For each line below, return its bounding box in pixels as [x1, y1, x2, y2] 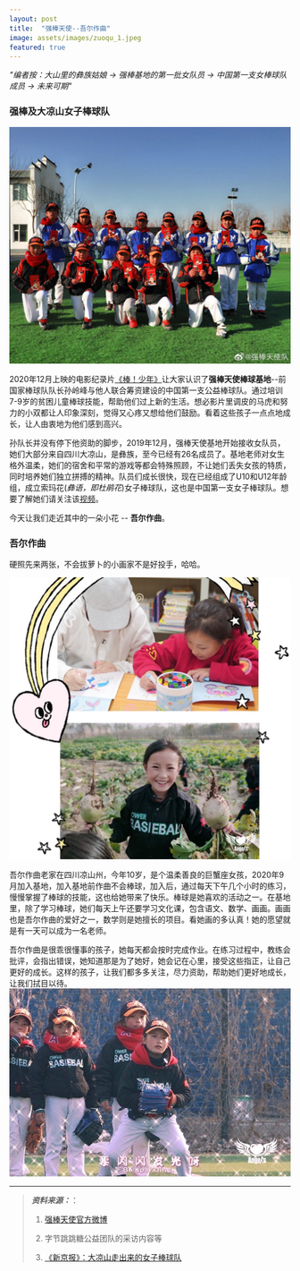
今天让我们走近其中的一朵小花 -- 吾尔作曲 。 [9, 512, 170, 523]
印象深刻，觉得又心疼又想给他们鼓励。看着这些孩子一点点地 [63, 407, 283, 418]
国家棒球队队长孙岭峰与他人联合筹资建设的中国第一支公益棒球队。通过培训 [9, 385, 283, 396]
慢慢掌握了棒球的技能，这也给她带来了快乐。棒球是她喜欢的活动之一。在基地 [9, 891, 291, 903]
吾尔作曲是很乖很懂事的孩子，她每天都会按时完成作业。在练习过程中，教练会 [9, 944, 291, 955]
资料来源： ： [30, 1195, 79, 1206]
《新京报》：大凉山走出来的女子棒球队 [44, 1252, 182, 1263]
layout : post [9, 14, 58, 23]
